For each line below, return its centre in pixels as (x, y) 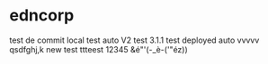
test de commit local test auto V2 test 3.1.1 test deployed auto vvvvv (134, 40)
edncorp (42, 16)
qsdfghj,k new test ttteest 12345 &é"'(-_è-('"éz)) (99, 49)
